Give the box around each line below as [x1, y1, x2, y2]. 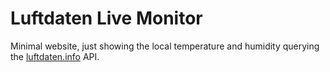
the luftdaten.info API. [10, 50, 100, 62]
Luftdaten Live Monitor [10, 7, 203, 30]
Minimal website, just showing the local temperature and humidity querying [10, 40, 320, 52]
